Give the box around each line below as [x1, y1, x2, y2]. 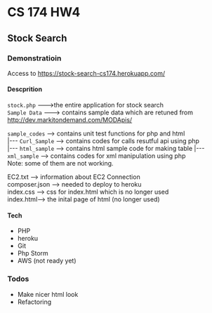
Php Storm [17, 249, 49, 258]
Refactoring [17, 298, 52, 306]
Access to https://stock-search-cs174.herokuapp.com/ [7, 69, 166, 77]
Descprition [7, 85, 43, 93]
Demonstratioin [7, 53, 62, 63]
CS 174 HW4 [7, 4, 81, 20]
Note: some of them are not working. [7, 159, 114, 168]
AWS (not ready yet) [17, 257, 77, 265]
